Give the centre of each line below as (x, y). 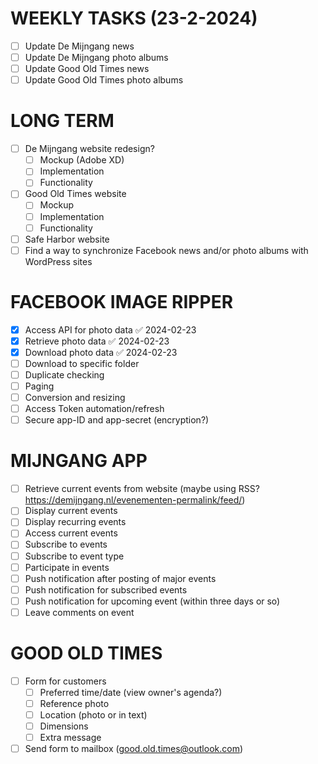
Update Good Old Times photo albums (104, 80)
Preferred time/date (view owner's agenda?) (131, 692)
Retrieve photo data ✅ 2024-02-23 (97, 341)
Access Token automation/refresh (94, 409)
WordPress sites (58, 261)
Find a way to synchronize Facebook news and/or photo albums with (166, 250)
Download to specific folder (82, 363)
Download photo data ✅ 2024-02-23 (101, 352)
